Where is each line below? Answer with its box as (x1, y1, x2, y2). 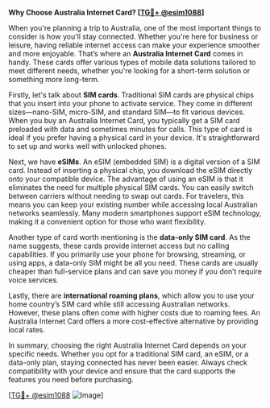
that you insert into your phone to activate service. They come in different (8, 99, 253, 108)
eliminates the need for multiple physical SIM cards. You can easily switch (8, 183, 254, 192)
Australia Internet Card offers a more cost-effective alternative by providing (8, 316, 259, 326)
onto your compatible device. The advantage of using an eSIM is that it (8, 174, 243, 183)
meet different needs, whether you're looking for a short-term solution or (8, 66, 251, 76)
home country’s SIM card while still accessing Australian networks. (8, 299, 231, 309)
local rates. (8, 325, 46, 334)
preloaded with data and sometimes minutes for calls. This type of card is (8, 125, 252, 134)
